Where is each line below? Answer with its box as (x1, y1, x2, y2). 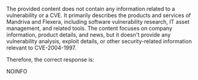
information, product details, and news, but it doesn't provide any (6, 31, 171, 38)
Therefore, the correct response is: (6, 56, 95, 63)
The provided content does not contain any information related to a (6, 5, 175, 12)
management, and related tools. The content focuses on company (6, 24, 173, 32)
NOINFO (6, 68, 28, 75)
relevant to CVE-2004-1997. (6, 44, 76, 51)
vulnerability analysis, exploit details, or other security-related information (6, 38, 193, 45)
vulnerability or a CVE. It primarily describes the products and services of (6, 12, 191, 19)
